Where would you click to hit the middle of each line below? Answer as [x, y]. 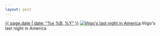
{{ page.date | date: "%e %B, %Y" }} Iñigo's [80, 23]
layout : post [18, 9]
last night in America [26, 28]
